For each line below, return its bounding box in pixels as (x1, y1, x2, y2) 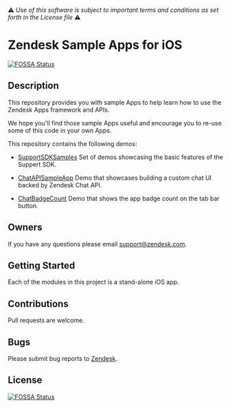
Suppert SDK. (17, 160, 57, 168)
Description (8, 80, 59, 92)
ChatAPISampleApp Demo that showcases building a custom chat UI (17, 174, 212, 182)
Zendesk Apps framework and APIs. (8, 105, 110, 114)
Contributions (8, 298, 69, 309)
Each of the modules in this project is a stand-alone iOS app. (8, 278, 179, 286)
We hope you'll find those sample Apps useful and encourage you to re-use (8, 118, 222, 127)
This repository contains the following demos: (8, 139, 137, 147)
